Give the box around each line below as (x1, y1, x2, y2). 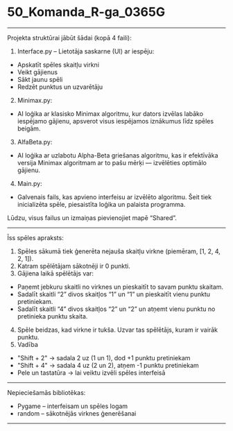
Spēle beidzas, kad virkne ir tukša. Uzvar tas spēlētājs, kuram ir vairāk (17, 326, 218, 334)
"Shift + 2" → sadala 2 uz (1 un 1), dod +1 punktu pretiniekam (17, 353, 191, 362)
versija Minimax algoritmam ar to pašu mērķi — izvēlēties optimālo (17, 158, 207, 167)
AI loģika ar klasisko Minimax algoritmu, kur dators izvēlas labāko (17, 109, 203, 118)
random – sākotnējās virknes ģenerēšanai (17, 409, 137, 417)
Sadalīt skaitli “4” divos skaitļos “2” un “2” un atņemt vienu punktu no (17, 305, 216, 313)
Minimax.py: (17, 96, 53, 104)
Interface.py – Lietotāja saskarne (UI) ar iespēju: (17, 47, 155, 56)
